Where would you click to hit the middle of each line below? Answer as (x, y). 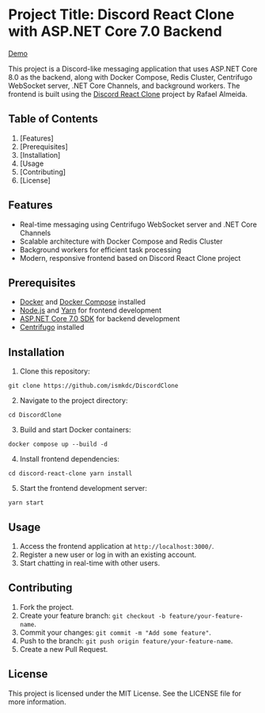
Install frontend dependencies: (70, 459)
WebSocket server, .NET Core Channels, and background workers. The (124, 86)
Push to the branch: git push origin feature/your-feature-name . (126, 641)
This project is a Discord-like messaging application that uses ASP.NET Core (133, 68)
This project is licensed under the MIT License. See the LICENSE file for (125, 693)
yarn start (26, 503)
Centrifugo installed (52, 328)
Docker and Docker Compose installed (83, 302)
